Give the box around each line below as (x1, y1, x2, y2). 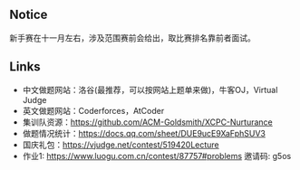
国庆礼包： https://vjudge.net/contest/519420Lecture (22, 139, 219, 150)
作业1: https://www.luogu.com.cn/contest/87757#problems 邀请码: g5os (22, 150, 292, 161)
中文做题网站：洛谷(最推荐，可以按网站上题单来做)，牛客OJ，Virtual (22, 84, 278, 95)
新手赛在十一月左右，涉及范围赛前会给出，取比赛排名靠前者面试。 (9, 32, 256, 43)
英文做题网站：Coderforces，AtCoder (22, 105, 165, 116)
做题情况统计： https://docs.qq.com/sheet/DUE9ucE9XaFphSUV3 (22, 127, 266, 138)
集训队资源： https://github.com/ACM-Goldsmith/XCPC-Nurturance (22, 117, 274, 127)
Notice (9, 7, 48, 23)
